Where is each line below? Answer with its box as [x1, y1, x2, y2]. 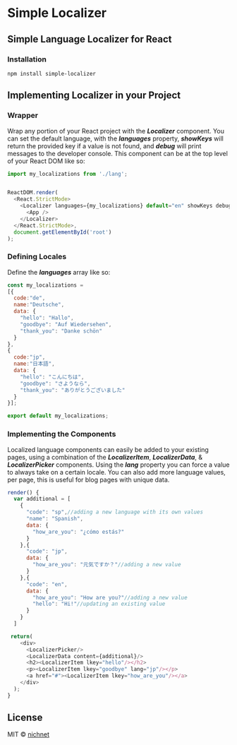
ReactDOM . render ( [7, 189, 59, 196]
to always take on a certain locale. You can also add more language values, [7, 467, 226, 476]
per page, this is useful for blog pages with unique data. [7, 475, 170, 484]
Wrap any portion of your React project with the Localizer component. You [7, 126, 224, 135]
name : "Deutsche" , [13, 302, 65, 309]
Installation [7, 54, 47, 64]
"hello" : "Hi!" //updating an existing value [32, 600, 166, 608]
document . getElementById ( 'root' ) [13, 228, 112, 236]
